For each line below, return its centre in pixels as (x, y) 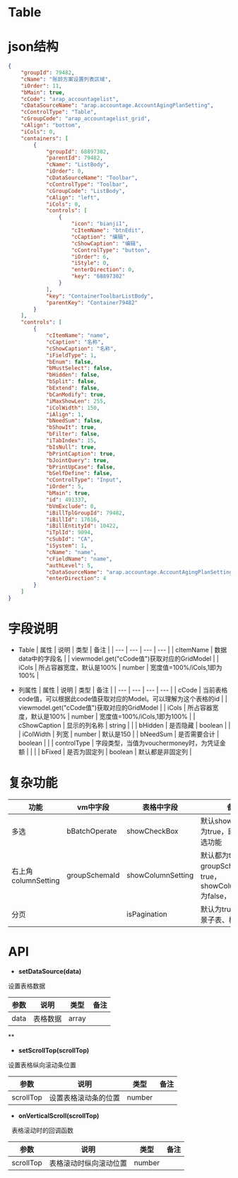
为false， (216, 896)
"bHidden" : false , (73, 375)
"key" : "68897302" (98, 276)
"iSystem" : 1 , (66, 546)
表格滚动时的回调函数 (42, 1130)
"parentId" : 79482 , (74, 158)
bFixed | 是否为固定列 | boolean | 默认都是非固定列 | (117, 752)
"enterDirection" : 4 (76, 579)
